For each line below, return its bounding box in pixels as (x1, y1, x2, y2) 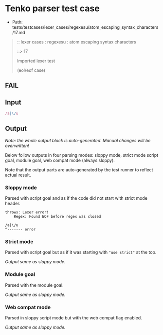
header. (5, 201, 20, 207)
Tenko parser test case (5, 3, 100, 14)
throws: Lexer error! (5, 210, 49, 215)
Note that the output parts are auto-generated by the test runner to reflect (5, 167, 153, 172)
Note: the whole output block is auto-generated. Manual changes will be (5, 137, 151, 143)
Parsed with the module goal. (5, 282, 64, 288)
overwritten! (5, 143, 29, 148)
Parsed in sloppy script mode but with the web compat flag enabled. (5, 315, 142, 321)
